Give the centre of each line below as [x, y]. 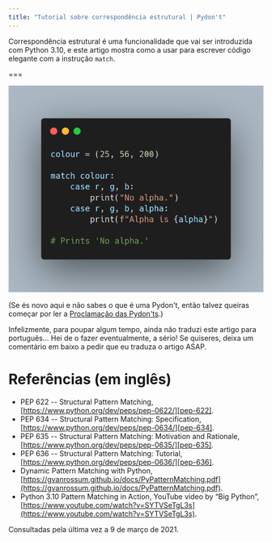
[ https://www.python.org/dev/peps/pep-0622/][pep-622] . [117, 410]
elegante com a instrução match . [62, 58]
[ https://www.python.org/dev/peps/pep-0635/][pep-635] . [117, 445]
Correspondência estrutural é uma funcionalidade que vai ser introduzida [130, 41]
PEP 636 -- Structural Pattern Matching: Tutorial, [101, 453]
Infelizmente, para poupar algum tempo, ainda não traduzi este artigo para [132, 329]
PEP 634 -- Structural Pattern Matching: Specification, [111, 419]
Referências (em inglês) [90, 380]
